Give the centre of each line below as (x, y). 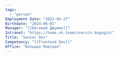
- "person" (21, 14)
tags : (11, 10)
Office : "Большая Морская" (33, 47)
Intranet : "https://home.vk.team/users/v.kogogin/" (60, 33)
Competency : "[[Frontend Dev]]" (39, 42)
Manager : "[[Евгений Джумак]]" (38, 28)
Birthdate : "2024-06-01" (31, 24)
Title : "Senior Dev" (27, 38)
